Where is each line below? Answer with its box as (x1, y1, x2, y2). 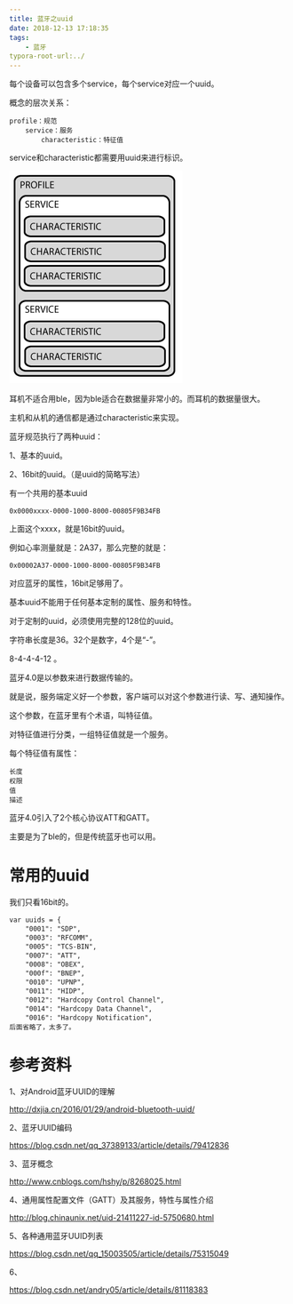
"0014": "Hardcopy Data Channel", (25, 1004, 153, 1013)
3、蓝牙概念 (9, 1158, 53, 1169)
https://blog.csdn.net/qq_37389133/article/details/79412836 (9, 1140, 229, 1150)
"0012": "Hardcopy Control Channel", (25, 996, 165, 1004)
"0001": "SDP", (25, 924, 82, 933)
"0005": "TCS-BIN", (25, 942, 98, 951)
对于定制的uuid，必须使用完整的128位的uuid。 (9, 616, 178, 627)
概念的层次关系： (9, 98, 72, 108)
